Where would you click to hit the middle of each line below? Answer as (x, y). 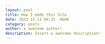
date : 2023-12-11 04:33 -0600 (37, 19)
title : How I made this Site (36, 15)
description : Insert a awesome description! (53, 33)
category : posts (22, 24)
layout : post (19, 10)
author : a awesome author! (34, 29)
